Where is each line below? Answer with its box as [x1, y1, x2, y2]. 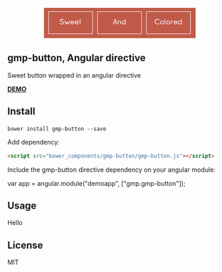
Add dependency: [7, 137, 60, 146]
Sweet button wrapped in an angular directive [7, 70, 141, 79]
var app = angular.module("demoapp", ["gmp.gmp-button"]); [7, 179, 186, 187]
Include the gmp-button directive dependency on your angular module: [7, 165, 216, 174]
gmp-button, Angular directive [7, 52, 146, 64]
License [7, 239, 43, 251]
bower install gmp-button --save [7, 125, 107, 132]
